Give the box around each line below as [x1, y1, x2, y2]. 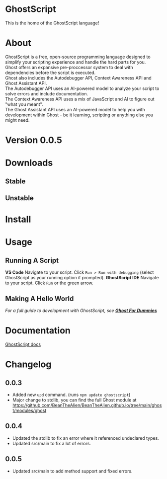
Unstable [5, 194, 34, 202]
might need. [5, 117, 30, 123]
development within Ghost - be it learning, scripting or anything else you [5, 112, 154, 118]
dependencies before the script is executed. [5, 70, 96, 76]
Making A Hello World [5, 294, 74, 303]
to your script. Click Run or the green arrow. [5, 280, 93, 286]
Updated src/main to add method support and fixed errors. [12, 468, 133, 474]
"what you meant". [5, 101, 43, 107]
